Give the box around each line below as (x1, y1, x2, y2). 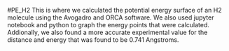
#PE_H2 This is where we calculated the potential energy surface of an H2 (7, 6, 222, 14)
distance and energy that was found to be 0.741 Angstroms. (7, 36, 179, 44)
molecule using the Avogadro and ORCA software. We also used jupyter (7, 13, 214, 22)
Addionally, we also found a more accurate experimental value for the (7, 28, 208, 36)
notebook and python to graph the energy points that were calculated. (7, 21, 210, 29)
